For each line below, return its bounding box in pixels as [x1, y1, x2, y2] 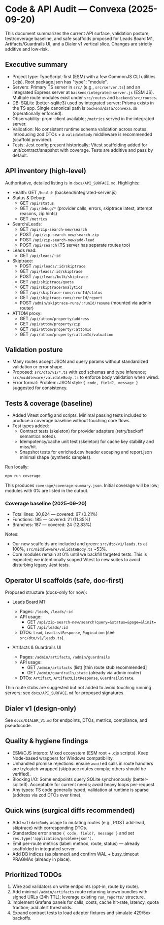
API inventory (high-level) [5, 167, 86, 175]
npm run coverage [5, 474, 41, 479]
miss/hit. [19, 444, 37, 450]
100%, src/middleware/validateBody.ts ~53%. [12, 546, 107, 552]
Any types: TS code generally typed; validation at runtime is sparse [12, 787, 149, 793]
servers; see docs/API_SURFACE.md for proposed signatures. [5, 690, 125, 696]
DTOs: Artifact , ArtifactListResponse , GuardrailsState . [19, 675, 134, 681]
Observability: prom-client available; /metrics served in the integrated [12, 115, 155, 122]
